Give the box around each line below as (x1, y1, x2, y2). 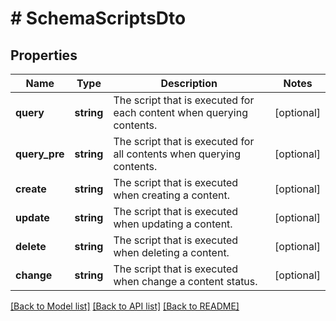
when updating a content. (113, 217, 233, 231)
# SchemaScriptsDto (10, 7, 187, 30)
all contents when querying (113, 147, 241, 161)
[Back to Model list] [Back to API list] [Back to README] (10, 300, 240, 312)
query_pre (15, 147, 65, 161)
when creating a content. (113, 188, 230, 202)
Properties (10, 47, 78, 64)
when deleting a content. (113, 246, 230, 259)
